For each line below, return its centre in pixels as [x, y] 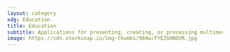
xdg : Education [29, 20]
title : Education [32, 26]
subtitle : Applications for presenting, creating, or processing [102, 32]
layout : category [32, 13]
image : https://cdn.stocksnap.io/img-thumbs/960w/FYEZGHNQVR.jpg [102, 38]
